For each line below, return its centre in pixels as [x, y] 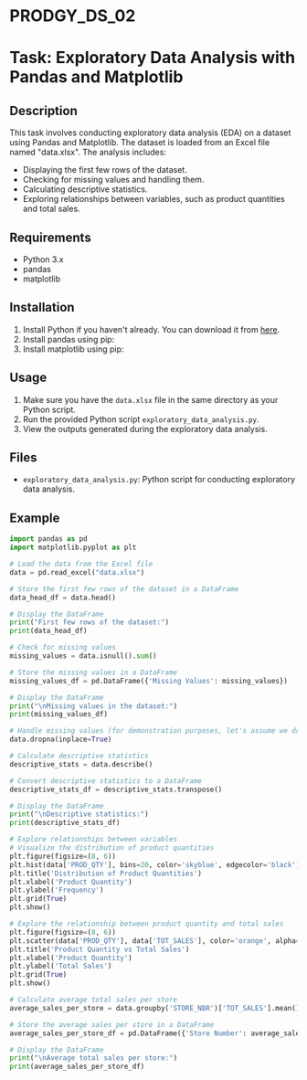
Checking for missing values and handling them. [113, 180]
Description [43, 111]
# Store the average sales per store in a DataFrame [112, 1024]
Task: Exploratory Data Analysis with [153, 58]
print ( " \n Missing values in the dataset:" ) [94, 706]
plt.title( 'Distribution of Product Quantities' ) [106, 874]
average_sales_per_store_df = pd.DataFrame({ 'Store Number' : [128, 1033]
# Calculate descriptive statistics [79, 756]
